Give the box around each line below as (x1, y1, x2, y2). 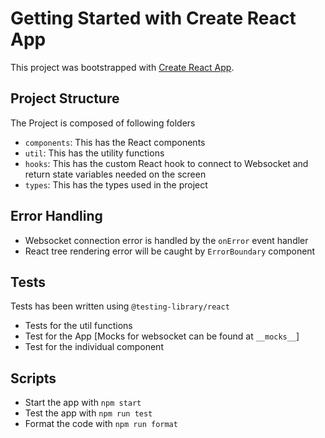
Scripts (10, 370, 57, 387)
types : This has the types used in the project (24, 178, 208, 191)
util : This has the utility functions (24, 147, 165, 159)
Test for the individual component (24, 341, 164, 353)
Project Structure (10, 90, 120, 107)
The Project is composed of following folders (10, 117, 196, 129)
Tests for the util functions (24, 320, 133, 332)
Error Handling (10, 208, 103, 225)
